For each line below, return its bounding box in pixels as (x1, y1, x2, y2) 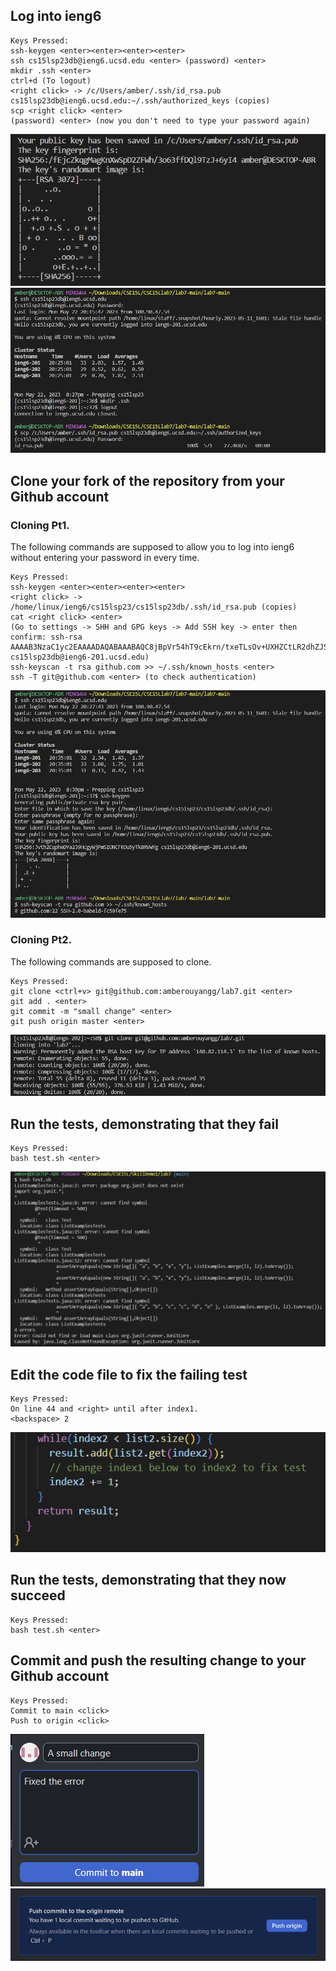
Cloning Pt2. (10, 933, 72, 947)
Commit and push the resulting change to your (10, 1652, 307, 1669)
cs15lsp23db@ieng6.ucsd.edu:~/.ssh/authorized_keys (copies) (10, 95, 271, 106)
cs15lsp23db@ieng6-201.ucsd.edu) (10, 652, 150, 663)
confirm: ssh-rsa (10, 632, 83, 643)
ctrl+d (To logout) (10, 75, 92, 86)
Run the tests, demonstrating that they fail (10, 1115, 279, 1133)
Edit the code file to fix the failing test (10, 1366, 248, 1383)
